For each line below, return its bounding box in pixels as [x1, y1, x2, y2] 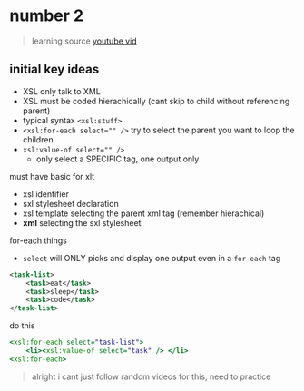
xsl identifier [22, 188, 70, 200]
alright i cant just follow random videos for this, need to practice [31, 371, 271, 382]
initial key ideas [9, 62, 100, 77]
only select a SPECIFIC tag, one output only [35, 153, 200, 164]
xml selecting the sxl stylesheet [22, 217, 142, 228]
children [22, 133, 54, 145]
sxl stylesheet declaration [22, 198, 120, 209]
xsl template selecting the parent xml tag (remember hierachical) [22, 208, 265, 219]
